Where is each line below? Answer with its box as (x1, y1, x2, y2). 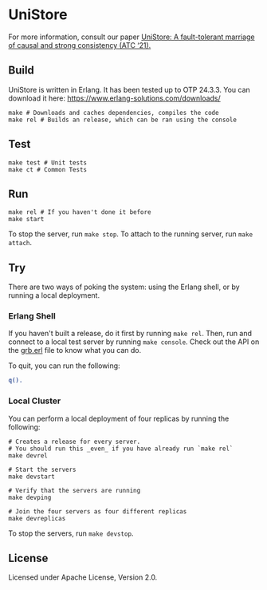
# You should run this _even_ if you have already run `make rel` (8, 445, 234, 453)
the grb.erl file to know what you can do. (8, 346, 142, 355)
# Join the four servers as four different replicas (8, 507, 187, 516)
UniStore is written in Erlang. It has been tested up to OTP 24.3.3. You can (8, 85, 251, 94)
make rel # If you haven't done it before (8, 208, 151, 216)
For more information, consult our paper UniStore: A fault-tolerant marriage (8, 32, 255, 42)
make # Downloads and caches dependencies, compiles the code (8, 109, 219, 117)
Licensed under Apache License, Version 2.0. (8, 572, 158, 582)
